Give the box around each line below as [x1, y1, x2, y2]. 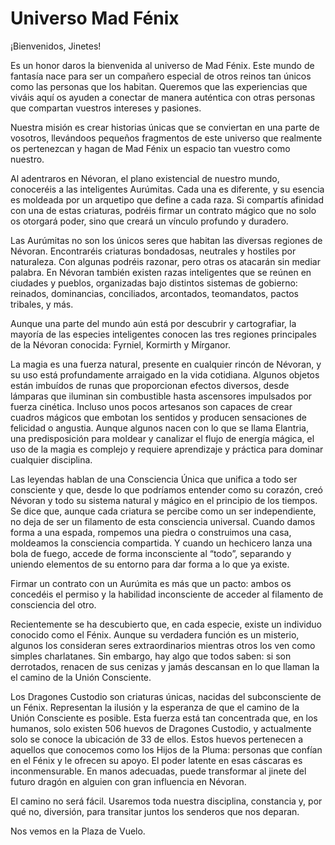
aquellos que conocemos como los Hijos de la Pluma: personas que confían [10, 743, 323, 756]
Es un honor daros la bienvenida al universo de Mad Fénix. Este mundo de [10, 59, 315, 71]
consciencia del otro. [10, 598, 97, 611]
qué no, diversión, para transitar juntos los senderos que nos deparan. [10, 805, 300, 817]
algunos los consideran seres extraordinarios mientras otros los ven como [10, 639, 316, 651]
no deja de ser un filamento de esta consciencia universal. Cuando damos [10, 515, 316, 527]
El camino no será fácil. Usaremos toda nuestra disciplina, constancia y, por [10, 795, 323, 807]
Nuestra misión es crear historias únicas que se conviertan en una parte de [10, 121, 320, 133]
